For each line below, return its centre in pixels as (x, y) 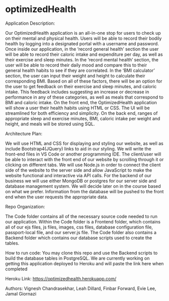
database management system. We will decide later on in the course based (83, 186)
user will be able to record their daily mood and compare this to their (76, 65)
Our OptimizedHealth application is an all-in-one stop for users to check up (83, 33)
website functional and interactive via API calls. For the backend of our (78, 175)
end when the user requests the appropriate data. (57, 197)
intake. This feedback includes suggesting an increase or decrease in (77, 92)
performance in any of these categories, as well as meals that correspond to (84, 97)
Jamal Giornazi (21, 293)
